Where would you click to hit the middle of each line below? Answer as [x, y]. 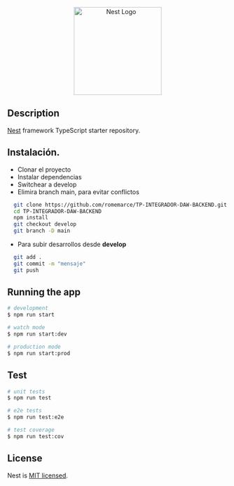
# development [28, 308]
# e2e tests [25, 411]
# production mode [34, 347]
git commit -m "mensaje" [50, 264]
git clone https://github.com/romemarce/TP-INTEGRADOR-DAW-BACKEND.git [121, 205]
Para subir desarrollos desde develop [72, 244]
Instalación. [34, 152]
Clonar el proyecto [44, 170]
